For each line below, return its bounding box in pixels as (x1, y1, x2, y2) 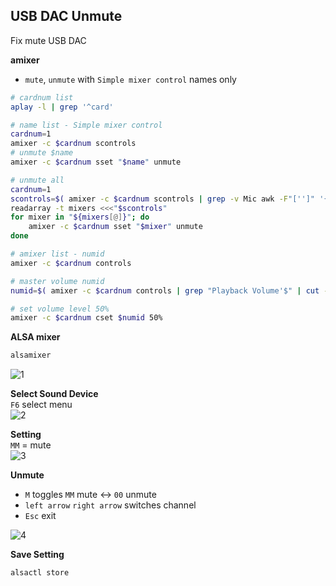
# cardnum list (10, 92, 74, 103)
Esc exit (24, 510, 57, 522)
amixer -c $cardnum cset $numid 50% (10, 313, 163, 323)
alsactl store (10, 568, 70, 578)
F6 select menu (10, 399, 73, 411)
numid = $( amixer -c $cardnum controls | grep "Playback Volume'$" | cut (10, 285, 320, 296)
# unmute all (10, 175, 65, 185)
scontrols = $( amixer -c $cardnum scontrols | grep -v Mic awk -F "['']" (10, 194, 315, 204)
